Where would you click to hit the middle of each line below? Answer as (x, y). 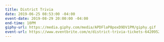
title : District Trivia (29, 9)
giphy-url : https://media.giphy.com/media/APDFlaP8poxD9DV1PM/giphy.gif (81, 28)
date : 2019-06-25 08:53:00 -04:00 (40, 14)
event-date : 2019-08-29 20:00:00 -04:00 (47, 18)
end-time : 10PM (20, 23)
